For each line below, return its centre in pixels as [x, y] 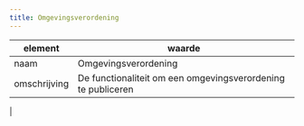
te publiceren [105, 89]
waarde [184, 48]
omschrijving [42, 84]
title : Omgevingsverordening [64, 18]
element [42, 48]
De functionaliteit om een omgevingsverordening [181, 77]
